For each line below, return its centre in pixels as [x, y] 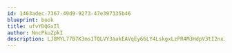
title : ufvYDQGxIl [33, 26]
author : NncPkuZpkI [35, 33]
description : [26, 39]
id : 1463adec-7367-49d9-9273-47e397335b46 [69, 13]
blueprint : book [30, 20]
